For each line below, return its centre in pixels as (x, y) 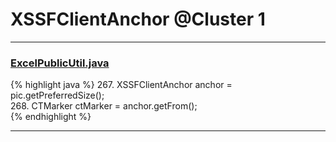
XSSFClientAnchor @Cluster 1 (138, 19)
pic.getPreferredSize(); (57, 95)
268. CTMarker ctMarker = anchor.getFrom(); (104, 106)
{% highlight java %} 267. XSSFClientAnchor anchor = (121, 85)
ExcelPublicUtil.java (60, 63)
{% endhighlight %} (51, 117)
